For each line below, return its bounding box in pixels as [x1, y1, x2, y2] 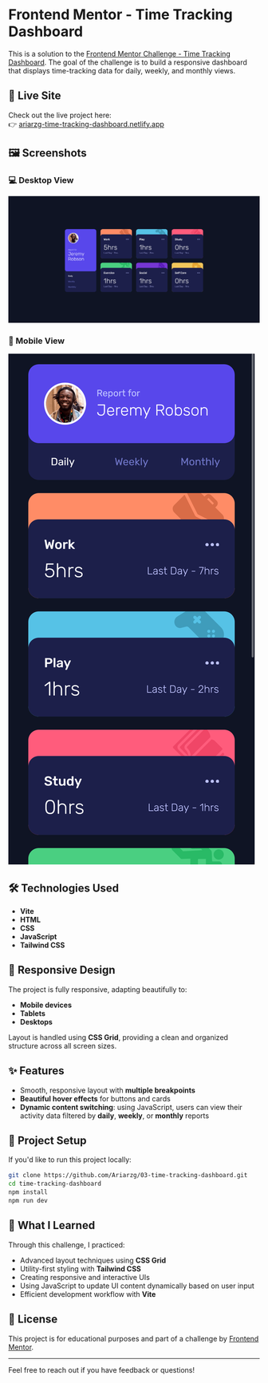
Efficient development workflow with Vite [19, 1289, 156, 1298]
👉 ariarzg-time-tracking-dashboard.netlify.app [8, 119, 165, 128]
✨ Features [8, 1064, 65, 1078]
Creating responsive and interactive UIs [19, 1272, 150, 1282]
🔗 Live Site [8, 89, 61, 103]
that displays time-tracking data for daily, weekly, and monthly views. [8, 65, 236, 75]
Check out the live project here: [8, 110, 112, 120]
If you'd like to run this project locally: [8, 1155, 132, 1164]
